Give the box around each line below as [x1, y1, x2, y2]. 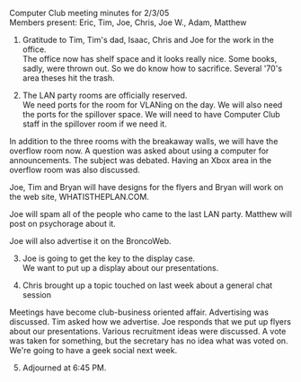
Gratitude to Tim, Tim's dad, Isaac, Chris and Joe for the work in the [22, 35, 274, 45]
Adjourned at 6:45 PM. [22, 362, 107, 373]
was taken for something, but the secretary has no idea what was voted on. [9, 335, 289, 346]
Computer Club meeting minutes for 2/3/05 [9, 8, 170, 18]
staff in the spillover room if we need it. [22, 118, 168, 129]
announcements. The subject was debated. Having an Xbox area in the [9, 155, 272, 165]
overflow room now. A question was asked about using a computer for [9, 145, 270, 156]
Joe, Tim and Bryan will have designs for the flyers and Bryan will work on [9, 182, 284, 192]
